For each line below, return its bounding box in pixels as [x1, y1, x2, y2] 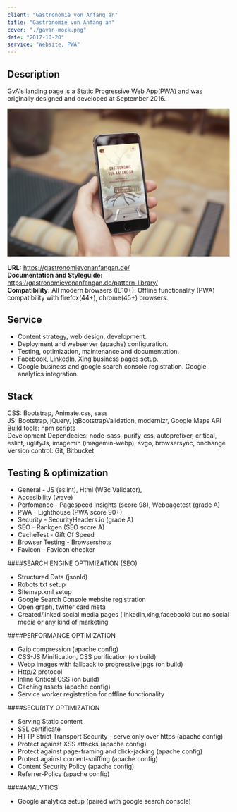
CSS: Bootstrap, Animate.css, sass [7, 409, 108, 417]
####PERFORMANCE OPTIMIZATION [7, 632, 116, 640]
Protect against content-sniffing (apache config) [17, 755, 159, 763]
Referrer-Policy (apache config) [17, 770, 110, 778]
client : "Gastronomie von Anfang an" [7, 11, 119, 18]
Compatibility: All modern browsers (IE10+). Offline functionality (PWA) [7, 285, 215, 294]
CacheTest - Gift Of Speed [17, 531, 95, 539]
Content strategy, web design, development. [17, 332, 147, 341]
